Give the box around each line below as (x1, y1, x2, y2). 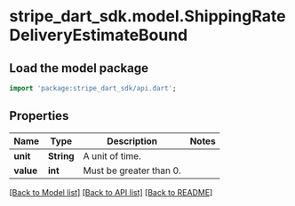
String (47, 149, 75, 162)
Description (106, 135, 158, 147)
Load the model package (9, 60, 149, 75)
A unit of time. (83, 149, 142, 162)
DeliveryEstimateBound (9, 25, 188, 45)
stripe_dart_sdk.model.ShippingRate (9, 6, 286, 27)
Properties (9, 108, 69, 123)
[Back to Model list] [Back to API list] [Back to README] (9, 186, 213, 197)
